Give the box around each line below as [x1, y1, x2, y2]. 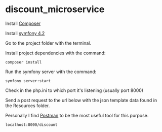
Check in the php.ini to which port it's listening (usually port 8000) [5, 87, 143, 93]
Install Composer [5, 20, 41, 26]
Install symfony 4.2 [5, 30, 45, 36]
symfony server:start [5, 78, 51, 83]
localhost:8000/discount [5, 122, 58, 127]
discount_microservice [5, 4, 105, 15]
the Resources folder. [5, 103, 50, 109]
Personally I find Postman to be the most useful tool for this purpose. [5, 112, 149, 118]
